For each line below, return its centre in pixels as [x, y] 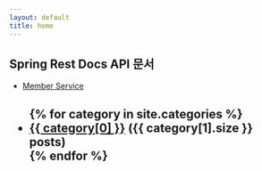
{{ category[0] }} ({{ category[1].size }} [141, 128]
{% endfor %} [69, 155]
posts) [47, 142]
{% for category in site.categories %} [136, 114]
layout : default [39, 17]
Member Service [53, 86]
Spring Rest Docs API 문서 [82, 64]
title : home [31, 26]
